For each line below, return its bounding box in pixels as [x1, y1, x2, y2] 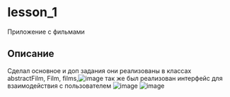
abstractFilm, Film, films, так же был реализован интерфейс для [7, 74, 223, 82]
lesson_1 [7, 4, 58, 20]
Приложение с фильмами [7, 27, 85, 36]
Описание [7, 48, 54, 60]
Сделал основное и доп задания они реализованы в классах [7, 66, 192, 75]
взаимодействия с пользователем [7, 82, 112, 90]
